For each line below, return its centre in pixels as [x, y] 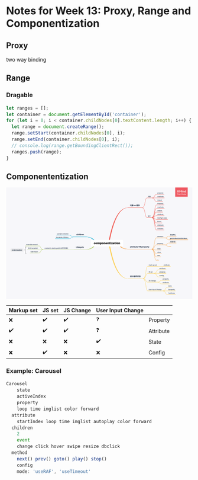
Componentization [53, 23]
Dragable [20, 95]
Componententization [47, 176]
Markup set [23, 310]
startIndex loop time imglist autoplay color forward [84, 421]
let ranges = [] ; [27, 108]
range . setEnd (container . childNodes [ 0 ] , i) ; [66, 140]
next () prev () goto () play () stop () [62, 459]
